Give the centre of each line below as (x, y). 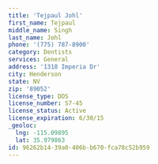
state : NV (24, 81)
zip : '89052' (30, 89)
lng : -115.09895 (42, 132)
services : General (38, 60)
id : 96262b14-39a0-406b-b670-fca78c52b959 (79, 147)
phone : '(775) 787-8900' (49, 45)
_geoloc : (23, 125)
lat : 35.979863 (40, 140)
